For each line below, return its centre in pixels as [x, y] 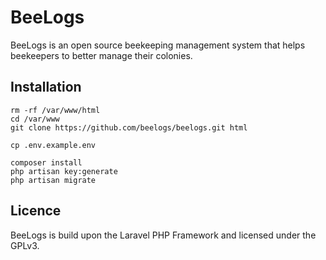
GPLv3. [25, 245]
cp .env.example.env [53, 145]
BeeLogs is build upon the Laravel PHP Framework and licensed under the [163, 235]
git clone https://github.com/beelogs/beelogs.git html [129, 127]
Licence [36, 211]
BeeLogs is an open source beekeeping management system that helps [158, 45]
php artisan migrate [53, 180]
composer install [46, 162]
